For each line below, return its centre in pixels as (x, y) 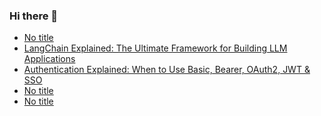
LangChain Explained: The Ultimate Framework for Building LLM (155, 48)
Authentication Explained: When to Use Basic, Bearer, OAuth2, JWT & (167, 70)
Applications (49, 59)
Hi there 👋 (34, 16)
